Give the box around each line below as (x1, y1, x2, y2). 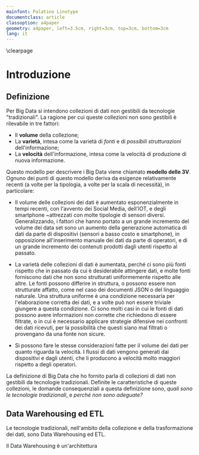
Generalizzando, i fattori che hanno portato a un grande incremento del (14, 218, 189, 225)
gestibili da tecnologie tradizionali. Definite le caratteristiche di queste (6, 379, 177, 386)
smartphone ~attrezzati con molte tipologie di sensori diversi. (14, 212, 165, 219)
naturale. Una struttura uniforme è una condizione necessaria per (14, 293, 175, 300)
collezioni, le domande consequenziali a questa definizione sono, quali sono (6, 385, 193, 393)
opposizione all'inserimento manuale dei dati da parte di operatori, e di (14, 237, 188, 244)
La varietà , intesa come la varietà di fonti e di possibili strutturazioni (14, 138, 181, 145)
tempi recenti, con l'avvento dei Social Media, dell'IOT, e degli (14, 205, 166, 212)
